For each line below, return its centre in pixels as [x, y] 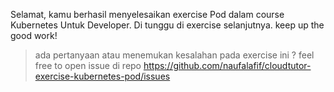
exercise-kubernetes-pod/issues [102, 76]
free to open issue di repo [88, 65]
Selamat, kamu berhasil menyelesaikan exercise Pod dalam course [147, 14]
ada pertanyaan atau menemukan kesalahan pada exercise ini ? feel [174, 55]
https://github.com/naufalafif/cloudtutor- [227, 65]
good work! [34, 35]
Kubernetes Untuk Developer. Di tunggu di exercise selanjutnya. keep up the [167, 25]
